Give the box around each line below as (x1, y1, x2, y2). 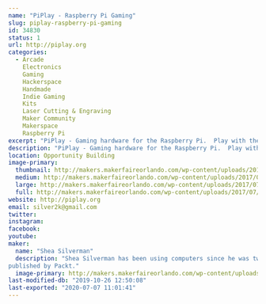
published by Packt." (8, 262, 80, 270)
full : (15, 188, 34, 196)
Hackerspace (22, 78, 62, 85)
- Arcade (15, 56, 44, 64)
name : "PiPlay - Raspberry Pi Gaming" (8, 11, 136, 20)
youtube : (8, 233, 37, 241)
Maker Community (22, 115, 77, 123)
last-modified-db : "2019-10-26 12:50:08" (8, 276, 147, 285)
